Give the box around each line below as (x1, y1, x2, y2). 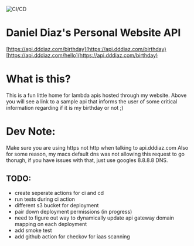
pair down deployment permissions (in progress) (14, 208, 132, 215)
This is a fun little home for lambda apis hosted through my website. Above (6, 92, 187, 99)
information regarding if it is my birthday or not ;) (6, 104, 124, 111)
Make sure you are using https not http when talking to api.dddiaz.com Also (6, 144, 189, 151)
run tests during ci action (14, 196, 75, 203)
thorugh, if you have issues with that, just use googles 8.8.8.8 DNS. (6, 156, 168, 164)
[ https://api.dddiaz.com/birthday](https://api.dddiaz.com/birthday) (6, 45, 166, 52)
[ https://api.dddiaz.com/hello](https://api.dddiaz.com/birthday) (6, 52, 158, 59)
